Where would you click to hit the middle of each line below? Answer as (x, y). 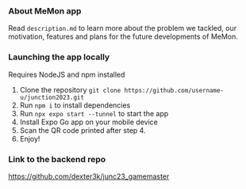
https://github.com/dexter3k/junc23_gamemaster (89, 176)
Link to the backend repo (57, 159)
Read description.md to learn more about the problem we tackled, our (122, 28)
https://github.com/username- (174, 90)
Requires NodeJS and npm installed (67, 74)
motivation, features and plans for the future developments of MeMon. (123, 36)
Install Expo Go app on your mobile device (89, 122)
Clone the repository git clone (70, 89)
